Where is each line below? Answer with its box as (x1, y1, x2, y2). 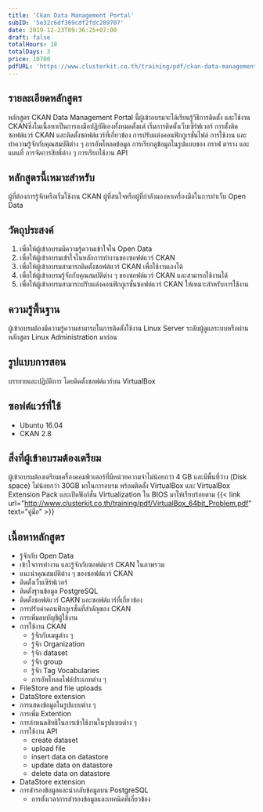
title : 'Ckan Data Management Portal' (8, 11, 135, 20)
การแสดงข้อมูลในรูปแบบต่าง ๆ (19, 700, 96, 710)
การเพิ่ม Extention (19, 709, 72, 719)
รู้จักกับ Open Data (19, 551, 74, 561)
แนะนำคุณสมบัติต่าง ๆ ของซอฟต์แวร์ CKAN (19, 569, 133, 578)
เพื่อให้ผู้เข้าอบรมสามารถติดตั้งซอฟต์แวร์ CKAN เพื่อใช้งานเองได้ (19, 262, 183, 271)
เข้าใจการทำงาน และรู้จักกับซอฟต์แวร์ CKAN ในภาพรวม (19, 560, 165, 570)
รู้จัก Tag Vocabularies (31, 666, 100, 675)
